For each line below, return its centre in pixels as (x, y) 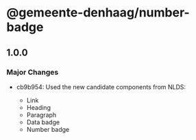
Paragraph (41, 115)
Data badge (43, 122)
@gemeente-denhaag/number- (98, 13)
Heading (38, 107)
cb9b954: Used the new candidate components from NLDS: (101, 86)
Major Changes (33, 72)
